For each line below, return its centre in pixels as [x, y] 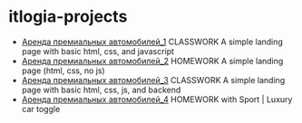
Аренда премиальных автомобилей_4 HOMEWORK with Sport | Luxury [157, 99]
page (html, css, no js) [63, 71]
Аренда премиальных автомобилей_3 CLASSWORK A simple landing [153, 80]
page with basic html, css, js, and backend [101, 90]
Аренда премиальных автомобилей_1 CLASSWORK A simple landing [152, 42]
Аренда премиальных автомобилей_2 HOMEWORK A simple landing [152, 61]
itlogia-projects [68, 17]
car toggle [41, 109]
